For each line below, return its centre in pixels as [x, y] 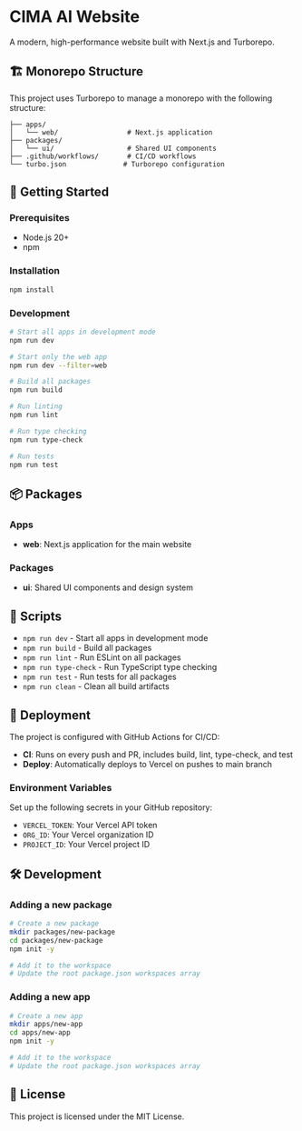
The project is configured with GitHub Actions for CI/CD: [115, 737]
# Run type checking [49, 431]
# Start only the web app [58, 356]
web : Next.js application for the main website [107, 545]
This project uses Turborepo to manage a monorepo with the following [141, 98]
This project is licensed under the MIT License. [97, 1116]
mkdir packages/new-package [63, 932]
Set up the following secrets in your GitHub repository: [111, 807]
